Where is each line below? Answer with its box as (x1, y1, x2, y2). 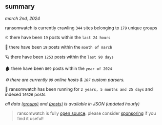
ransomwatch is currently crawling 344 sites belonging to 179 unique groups (5, 25, 158, 31)
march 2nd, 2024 (5, 15, 40, 21)
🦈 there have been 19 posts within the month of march (5, 44, 112, 50)
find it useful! (17, 115, 44, 121)
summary (5, 2, 35, 11)
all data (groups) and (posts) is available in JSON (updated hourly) (5, 101, 140, 106)
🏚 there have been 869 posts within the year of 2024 (5, 65, 112, 71)
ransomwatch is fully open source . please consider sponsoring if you (17, 110, 156, 116)
